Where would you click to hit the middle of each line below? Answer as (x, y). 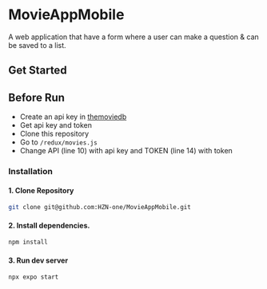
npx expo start (34, 277)
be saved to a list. (37, 45)
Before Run (37, 97)
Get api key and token (56, 125)
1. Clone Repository (41, 190)
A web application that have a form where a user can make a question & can (134, 37)
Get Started (38, 71)
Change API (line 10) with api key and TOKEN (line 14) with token (126, 151)
